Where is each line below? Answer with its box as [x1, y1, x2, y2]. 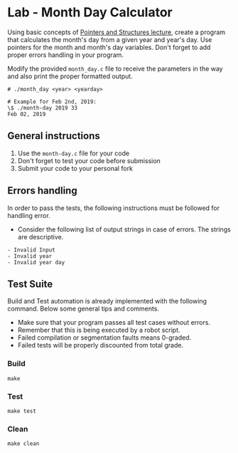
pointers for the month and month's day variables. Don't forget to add [7, 43, 211, 51]
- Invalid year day [7, 259, 65, 266]
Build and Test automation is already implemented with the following [7, 297, 207, 306]
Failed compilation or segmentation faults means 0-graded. [17, 333, 192, 342]
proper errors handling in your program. [7, 51, 124, 59]
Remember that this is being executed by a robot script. [17, 326, 180, 335]
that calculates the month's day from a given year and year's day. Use [7, 35, 212, 43]
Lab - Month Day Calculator [7, 4, 173, 21]
